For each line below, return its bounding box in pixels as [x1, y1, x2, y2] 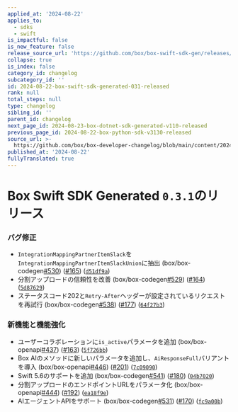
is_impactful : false [7, 37, 69, 44]
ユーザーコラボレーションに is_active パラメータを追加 [17, 337, 177, 345]
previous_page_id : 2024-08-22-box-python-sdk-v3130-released [7, 129, 192, 136]
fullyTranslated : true [7, 155, 74, 163]
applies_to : [7, 17, 42, 24]
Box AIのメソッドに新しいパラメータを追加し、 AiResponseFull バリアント [17, 353, 230, 362]
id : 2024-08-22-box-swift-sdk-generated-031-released [7, 83, 170, 90]
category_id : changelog [7, 69, 78, 76]
